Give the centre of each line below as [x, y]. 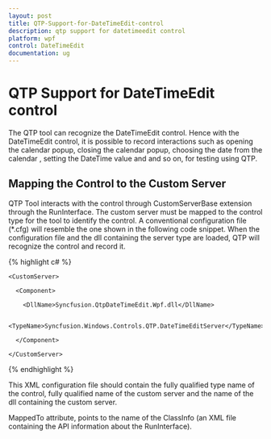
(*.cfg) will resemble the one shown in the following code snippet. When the [134, 229]
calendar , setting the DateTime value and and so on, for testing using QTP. [133, 158]
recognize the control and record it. [67, 246]
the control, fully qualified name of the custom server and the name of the [131, 393]
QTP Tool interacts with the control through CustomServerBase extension [130, 203]
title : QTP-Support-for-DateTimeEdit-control [86, 23]
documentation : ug [39, 53]
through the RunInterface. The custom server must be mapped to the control [135, 211]
